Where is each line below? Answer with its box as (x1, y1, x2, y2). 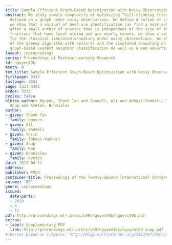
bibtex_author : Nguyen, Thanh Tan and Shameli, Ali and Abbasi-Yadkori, (5, 98, 164, 103)
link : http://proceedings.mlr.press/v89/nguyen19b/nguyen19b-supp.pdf (10, 227, 164, 233)
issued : (5, 189, 22, 194)
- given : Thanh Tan (5, 112, 47, 118)
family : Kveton (10, 156, 42, 161)
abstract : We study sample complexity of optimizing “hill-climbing (5, 12, 155, 17)
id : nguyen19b (5, 60, 36, 65)
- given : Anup (5, 141, 36, 146)
